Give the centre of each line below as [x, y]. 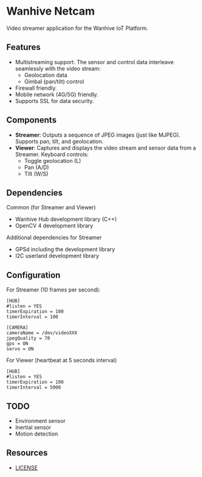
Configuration [33, 275]
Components [31, 120]
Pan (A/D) [37, 167]
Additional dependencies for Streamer [54, 238]
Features [23, 47]
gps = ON [17, 344]
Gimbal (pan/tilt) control [54, 81]
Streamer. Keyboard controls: [52, 154]
